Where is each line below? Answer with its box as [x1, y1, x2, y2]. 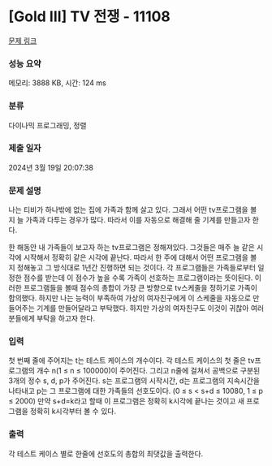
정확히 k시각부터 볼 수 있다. [29, 407, 116, 416]
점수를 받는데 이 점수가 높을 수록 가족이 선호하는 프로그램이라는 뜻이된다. [23, 273, 253, 283]
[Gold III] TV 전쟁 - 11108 [8, 7, 171, 26]
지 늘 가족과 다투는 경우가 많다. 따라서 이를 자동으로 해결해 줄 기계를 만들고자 [8, 215, 251, 225]
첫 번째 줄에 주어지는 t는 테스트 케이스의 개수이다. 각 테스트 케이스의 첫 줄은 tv [8, 356, 255, 365]
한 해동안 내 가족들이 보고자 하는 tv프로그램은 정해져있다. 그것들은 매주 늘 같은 [8, 243, 256, 252]
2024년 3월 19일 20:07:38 [8, 162, 93, 172]
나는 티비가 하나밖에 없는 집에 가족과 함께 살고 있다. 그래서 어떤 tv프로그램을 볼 [8, 205, 257, 215]
